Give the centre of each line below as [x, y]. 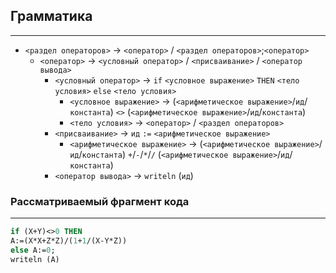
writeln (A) [35, 259]
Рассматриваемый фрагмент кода [100, 201]
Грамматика [51, 16]
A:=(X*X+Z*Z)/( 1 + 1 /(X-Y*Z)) [69, 240]
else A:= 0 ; [33, 250]
